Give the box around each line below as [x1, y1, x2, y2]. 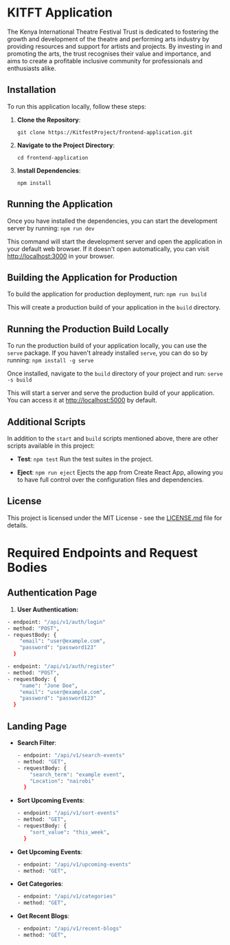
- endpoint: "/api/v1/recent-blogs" [16, 925, 122, 933]
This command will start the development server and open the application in [7, 237, 222, 246]
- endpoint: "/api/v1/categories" [16, 893, 116, 900]
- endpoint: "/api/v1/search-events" [16, 752, 126, 759]
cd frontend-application [16, 154, 89, 161]
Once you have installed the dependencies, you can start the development [7, 217, 218, 225]
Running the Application [7, 198, 113, 210]
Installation [7, 84, 56, 96]
